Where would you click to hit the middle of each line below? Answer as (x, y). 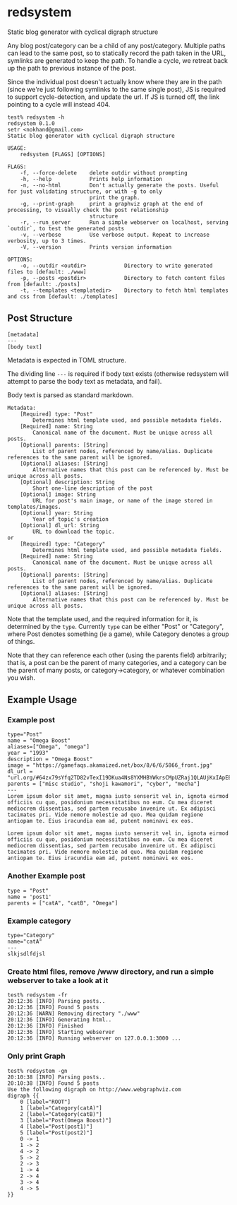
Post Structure (40, 318)
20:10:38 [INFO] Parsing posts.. (56, 1077)
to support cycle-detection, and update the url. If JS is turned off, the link (114, 97)
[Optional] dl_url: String (60, 525)
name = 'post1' (30, 897)
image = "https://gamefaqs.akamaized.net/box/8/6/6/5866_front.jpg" (110, 765)
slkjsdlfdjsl (26, 954)
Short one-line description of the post (93, 488)
